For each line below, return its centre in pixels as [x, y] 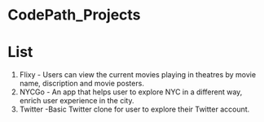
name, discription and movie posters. [81, 84]
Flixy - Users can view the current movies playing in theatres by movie [138, 75]
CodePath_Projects [74, 15]
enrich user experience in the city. [77, 101]
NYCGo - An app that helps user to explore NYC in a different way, [131, 92]
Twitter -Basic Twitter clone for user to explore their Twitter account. [134, 109]
